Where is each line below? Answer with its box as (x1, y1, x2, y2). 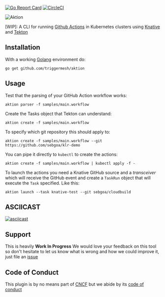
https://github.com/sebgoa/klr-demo (5, 143, 80, 148)
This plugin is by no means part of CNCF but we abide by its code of (5, 281, 144, 287)
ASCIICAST (5, 203, 41, 212)
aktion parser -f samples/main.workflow (5, 102, 90, 107)
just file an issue (5, 254, 38, 260)
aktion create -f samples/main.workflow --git (5, 138, 102, 143)
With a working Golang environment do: (5, 56, 86, 62)
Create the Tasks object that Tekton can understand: (5, 111, 112, 116)
